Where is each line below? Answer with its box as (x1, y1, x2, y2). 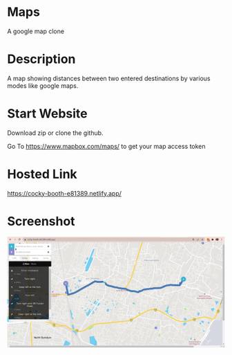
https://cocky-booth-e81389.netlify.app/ (7, 189, 122, 197)
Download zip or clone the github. (7, 129, 104, 137)
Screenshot (7, 213, 75, 229)
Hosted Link (7, 167, 77, 182)
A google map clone (7, 27, 64, 35)
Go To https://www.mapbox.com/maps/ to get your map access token (7, 142, 206, 150)
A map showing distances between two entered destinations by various (7, 74, 211, 82)
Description (7, 51, 76, 67)
